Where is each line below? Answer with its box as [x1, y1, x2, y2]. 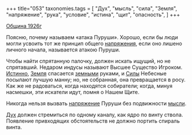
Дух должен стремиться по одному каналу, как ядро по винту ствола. [6, 111, 183, 118]
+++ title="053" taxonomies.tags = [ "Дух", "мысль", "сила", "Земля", [6, 5, 177, 12]
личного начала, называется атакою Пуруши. [6, 46, 120, 53]
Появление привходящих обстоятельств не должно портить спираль [6, 117, 180, 124]
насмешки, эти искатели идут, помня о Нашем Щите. [6, 89, 140, 95]
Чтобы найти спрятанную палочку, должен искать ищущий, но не [6, 58, 171, 64]
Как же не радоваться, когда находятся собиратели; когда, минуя [6, 82, 173, 89]
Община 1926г [6, 23, 42, 29]
